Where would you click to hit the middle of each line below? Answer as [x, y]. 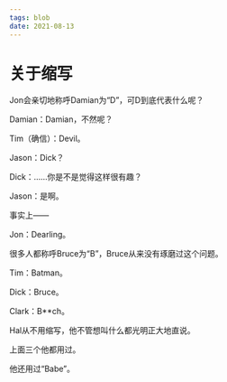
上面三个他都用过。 [45, 349]
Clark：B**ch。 [40, 312]
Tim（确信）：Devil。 [47, 139]
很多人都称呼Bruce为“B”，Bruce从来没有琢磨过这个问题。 [116, 254]
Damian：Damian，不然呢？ [61, 119]
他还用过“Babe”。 [42, 369]
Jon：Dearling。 [40, 235]
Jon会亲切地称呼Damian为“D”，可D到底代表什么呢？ [107, 100]
